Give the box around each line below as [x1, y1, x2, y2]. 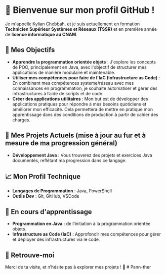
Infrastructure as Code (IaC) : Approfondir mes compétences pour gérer [12, 231, 161, 237]
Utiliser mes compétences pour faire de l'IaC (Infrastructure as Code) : [12, 74, 160, 81]
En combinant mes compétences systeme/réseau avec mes [12, 80, 134, 86]
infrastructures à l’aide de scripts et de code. [12, 90, 104, 96]
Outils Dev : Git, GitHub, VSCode [12, 193, 80, 199]
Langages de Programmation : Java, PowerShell [12, 188, 112, 194]
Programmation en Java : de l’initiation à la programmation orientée [12, 220, 151, 227]
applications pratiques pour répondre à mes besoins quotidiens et [12, 101, 147, 107]
